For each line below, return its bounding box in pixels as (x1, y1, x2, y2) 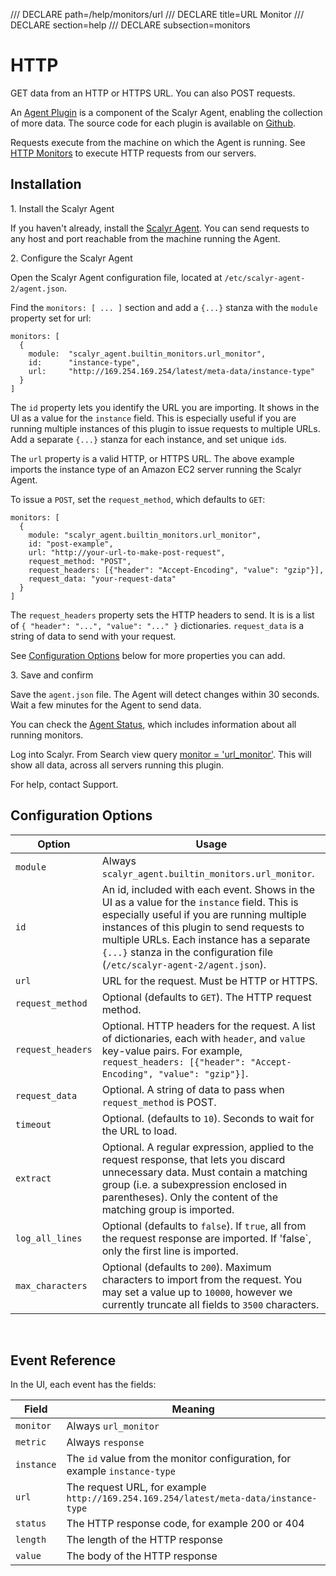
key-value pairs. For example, (101, 1044, 243, 1058)
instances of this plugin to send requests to (101, 920, 305, 934)
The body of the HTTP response (66, 1549, 218, 1563)
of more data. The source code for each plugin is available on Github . (10, 117, 297, 129)
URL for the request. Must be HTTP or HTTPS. (101, 974, 318, 988)
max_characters (15, 1280, 88, 1291)
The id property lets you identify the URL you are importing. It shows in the (10, 401, 320, 413)
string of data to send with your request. (10, 630, 177, 642)
